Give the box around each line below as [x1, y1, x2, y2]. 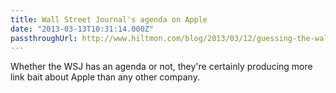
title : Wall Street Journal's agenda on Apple [10, 14, 208, 25]
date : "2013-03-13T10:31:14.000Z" [10, 24, 155, 34]
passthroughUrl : [10, 33, 78, 43]
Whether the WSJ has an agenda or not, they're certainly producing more [10, 61, 313, 73]
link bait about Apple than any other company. [10, 71, 200, 83]
